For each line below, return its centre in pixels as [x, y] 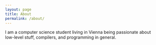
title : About [18, 14]
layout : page [18, 9]
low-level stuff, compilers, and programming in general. [61, 37]
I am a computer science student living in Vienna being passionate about [78, 32]
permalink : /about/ [25, 18]
